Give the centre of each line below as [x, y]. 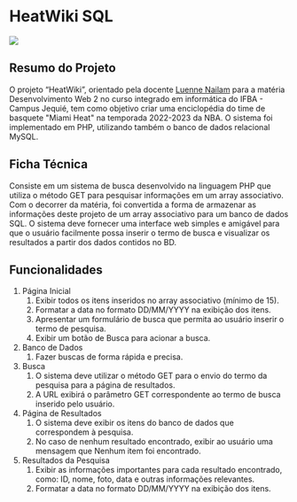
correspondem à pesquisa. [84, 432]
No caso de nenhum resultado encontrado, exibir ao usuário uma [154, 442]
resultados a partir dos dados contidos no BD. [93, 242]
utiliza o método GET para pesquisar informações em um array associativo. [146, 195]
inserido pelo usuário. [75, 404]
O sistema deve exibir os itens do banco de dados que [135, 423]
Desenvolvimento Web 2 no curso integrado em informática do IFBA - [136, 98]
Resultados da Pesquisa [66, 460]
